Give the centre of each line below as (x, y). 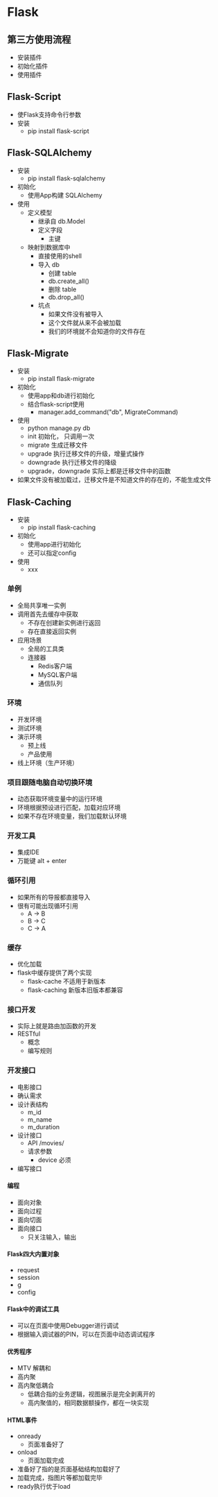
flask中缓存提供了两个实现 (54, 973)
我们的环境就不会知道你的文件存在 (97, 331)
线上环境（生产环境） (47, 762)
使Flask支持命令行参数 (49, 114)
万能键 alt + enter (42, 861)
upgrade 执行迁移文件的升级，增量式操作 (86, 454)
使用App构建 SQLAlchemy (65, 195)
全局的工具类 (46, 649)
